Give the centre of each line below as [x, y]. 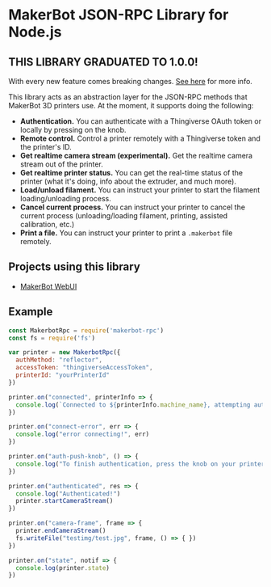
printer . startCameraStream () [65, 501]
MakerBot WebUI [48, 286]
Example [31, 312]
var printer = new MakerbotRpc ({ [65, 353]
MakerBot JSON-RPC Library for [119, 15]
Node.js [35, 32]
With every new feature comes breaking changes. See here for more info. [130, 81]
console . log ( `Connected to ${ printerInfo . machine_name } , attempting [133, 405]
